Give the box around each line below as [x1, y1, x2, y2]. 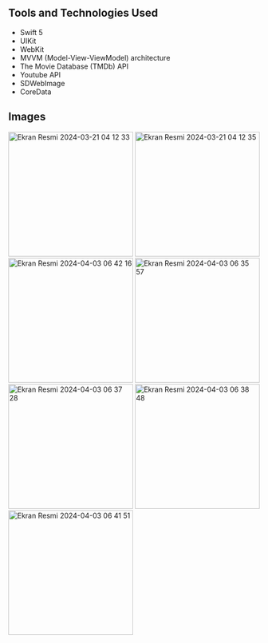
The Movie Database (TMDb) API [19, 61, 129, 71]
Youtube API [19, 69, 61, 79]
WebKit [19, 44, 45, 54]
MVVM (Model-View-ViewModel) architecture [19, 53, 171, 62]
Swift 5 [19, 27, 44, 37]
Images [8, 110, 46, 124]
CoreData [19, 87, 52, 97]
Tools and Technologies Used [8, 6, 158, 20]
